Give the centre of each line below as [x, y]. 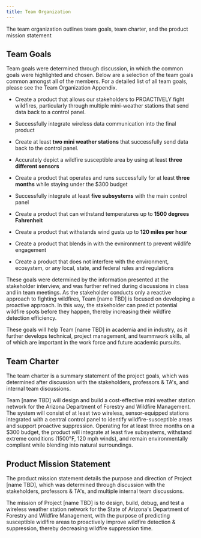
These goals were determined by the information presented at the [88, 280]
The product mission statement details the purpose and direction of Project [99, 478]
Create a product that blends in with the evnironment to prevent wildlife [103, 243]
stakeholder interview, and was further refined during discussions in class [97, 286]
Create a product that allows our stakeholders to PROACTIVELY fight [100, 99]
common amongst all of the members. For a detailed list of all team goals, [97, 81]
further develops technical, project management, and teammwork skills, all [98, 336]
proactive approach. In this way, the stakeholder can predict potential [92, 305]
